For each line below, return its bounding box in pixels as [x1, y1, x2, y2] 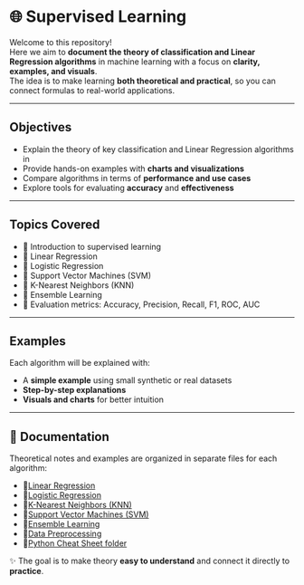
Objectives [9, 120, 72, 135]
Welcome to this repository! [9, 36, 112, 47]
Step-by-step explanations [22, 385, 127, 396]
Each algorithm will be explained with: [9, 358, 151, 369]
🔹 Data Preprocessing [22, 528, 102, 540]
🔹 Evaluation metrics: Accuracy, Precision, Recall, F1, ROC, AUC [22, 299, 261, 310]
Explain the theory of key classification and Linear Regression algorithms [22, 143, 294, 155]
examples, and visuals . [9, 65, 98, 76]
